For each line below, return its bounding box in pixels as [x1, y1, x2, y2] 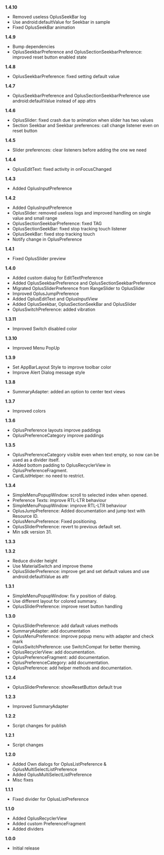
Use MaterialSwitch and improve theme [12, 563, 93, 569]
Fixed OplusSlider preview [12, 256, 66, 261]
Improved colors [12, 408, 46, 414]
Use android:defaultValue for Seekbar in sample [12, 19, 110, 25]
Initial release [12, 845, 40, 851]
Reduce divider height [12, 558, 58, 564]
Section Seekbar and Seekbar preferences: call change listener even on [12, 123, 160, 128]
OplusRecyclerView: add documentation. [12, 649, 96, 655]
